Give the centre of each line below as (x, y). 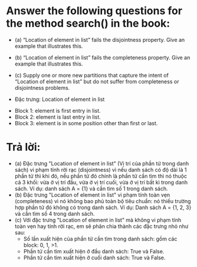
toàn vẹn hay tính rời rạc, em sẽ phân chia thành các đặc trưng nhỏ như (101, 226)
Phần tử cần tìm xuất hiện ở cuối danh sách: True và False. (94, 258)
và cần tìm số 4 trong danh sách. (55, 213)
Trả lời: (23, 147)
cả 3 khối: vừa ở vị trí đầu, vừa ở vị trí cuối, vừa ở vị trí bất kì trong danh (101, 182)
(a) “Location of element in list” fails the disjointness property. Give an (100, 40)
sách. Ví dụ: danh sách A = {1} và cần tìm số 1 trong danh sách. (91, 188)
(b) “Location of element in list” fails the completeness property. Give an (102, 57)
